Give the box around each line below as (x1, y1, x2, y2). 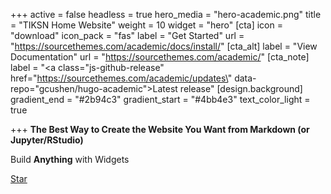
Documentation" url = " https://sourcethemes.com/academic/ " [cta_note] (10, 51, 310, 63)
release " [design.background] (179, 83, 303, 94)
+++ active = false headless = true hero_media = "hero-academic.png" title (10, 9, 322, 20)
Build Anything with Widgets (10, 154, 130, 165)
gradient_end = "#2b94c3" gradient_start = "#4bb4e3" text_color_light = (10, 94, 311, 105)
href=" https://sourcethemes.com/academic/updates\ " (10, 72, 233, 84)
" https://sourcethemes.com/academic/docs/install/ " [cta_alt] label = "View (10, 40, 318, 52)
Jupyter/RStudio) (10, 134, 84, 146)
